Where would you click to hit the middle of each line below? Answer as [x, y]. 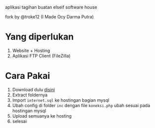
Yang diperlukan [39, 37]
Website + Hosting [31, 50]
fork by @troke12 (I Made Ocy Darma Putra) [49, 17]
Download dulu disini [34, 89]
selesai [19, 121]
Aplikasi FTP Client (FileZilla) [41, 56]
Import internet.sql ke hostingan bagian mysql [61, 100]
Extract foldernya [30, 95]
